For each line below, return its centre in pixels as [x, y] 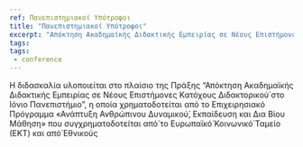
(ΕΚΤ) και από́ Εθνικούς [54, 133]
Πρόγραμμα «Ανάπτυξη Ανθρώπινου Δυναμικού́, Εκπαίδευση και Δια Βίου [147, 114]
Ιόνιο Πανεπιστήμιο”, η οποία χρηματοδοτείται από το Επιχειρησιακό [138, 104]
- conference [38, 60]
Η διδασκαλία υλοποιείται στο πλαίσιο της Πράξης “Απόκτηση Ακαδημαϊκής [151, 85]
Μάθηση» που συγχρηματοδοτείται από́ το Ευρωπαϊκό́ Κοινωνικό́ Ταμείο [145, 124]
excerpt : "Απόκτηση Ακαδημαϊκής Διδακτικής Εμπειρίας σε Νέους [131, 34]
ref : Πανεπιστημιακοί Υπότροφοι [70, 18]
